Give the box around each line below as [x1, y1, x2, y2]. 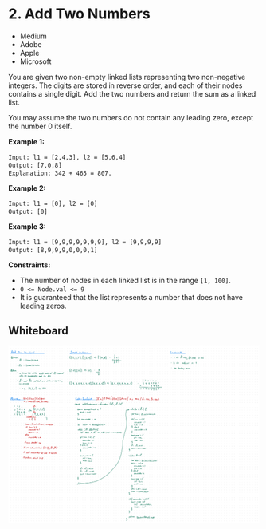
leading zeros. [19, 301, 67, 310]
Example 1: [8, 136, 45, 146]
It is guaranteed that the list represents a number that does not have [19, 292, 243, 302]
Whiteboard [8, 324, 69, 338]
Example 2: [8, 183, 46, 192]
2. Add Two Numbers [8, 5, 151, 23]
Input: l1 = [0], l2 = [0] [8, 199, 98, 207]
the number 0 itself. [8, 121, 72, 131]
